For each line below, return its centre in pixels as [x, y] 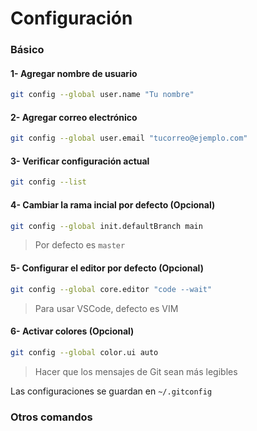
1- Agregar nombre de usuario [74, 73]
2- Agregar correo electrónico [74, 117]
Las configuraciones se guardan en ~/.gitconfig [111, 391]
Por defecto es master [80, 245]
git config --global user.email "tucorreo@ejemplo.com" [129, 138]
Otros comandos [51, 417]
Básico [27, 50]
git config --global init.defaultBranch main [106, 226]
